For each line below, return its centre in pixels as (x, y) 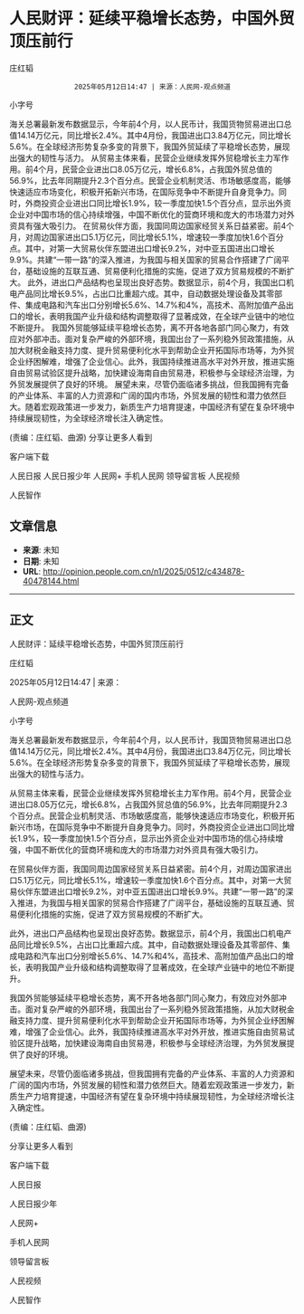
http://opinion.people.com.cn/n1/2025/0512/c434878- (144, 571)
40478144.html (51, 581)
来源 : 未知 (41, 549)
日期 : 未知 (41, 561)
